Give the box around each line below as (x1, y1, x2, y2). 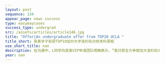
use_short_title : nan (5, 43, 50, 48)
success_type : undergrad (5, 25, 56, 30)
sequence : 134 (5, 12, 34, 17)
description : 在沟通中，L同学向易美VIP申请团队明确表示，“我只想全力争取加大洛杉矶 (5, 48, 158, 53)
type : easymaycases (5, 21, 45, 26)
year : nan (5, 52, 26, 58)
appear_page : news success (5, 16, 60, 21)
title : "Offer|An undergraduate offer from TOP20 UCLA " (5, 35, 124, 40)
